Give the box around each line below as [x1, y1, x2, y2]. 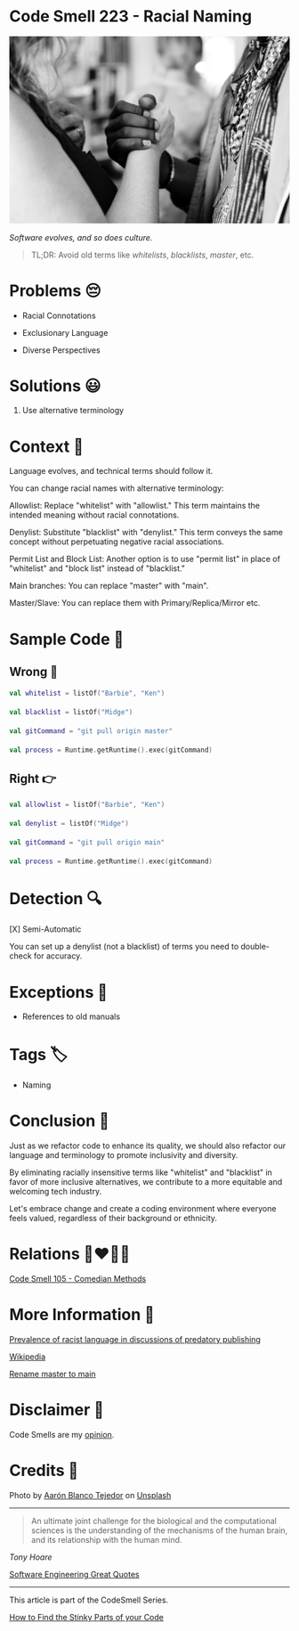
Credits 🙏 [9, 1461, 79, 1480]
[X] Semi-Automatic [9, 924, 82, 934]
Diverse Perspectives [21, 345, 101, 355]
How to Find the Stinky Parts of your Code [9, 1611, 165, 1622]
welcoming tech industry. [9, 1187, 102, 1197]
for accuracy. [34, 950, 83, 961]
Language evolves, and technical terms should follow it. [9, 466, 214, 477]
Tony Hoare [9, 1552, 53, 1562]
